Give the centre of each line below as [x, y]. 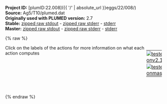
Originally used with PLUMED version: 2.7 [49, 18]
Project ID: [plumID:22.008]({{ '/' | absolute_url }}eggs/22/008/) [71, 8]
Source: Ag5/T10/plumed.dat [35, 13]
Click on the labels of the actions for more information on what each [75, 48]
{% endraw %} [20, 97]
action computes [22, 53]
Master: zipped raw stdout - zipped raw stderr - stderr [61, 29]
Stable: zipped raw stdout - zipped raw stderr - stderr [60, 23]
